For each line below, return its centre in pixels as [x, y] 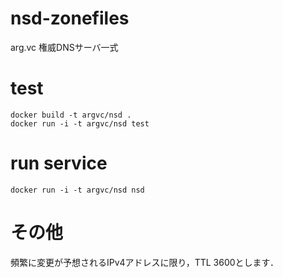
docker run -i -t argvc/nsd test [80, 123]
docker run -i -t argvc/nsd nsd [77, 190]
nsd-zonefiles [70, 18]
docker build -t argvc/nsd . [71, 115]
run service [59, 163]
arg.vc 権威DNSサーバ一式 [64, 47]
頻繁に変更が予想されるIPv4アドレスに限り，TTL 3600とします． [144, 262]
